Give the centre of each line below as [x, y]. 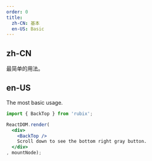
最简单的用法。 [25, 69]
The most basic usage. [35, 102]
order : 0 [17, 12]
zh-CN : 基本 [26, 23]
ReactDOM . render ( [28, 125]
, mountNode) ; [24, 153]
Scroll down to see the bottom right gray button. [82, 142]
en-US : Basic [28, 29]
